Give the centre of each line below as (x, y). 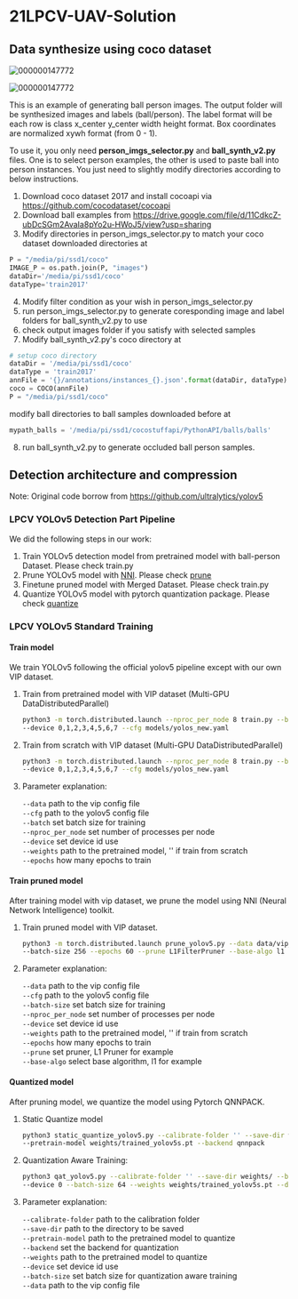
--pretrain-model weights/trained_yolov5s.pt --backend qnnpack (143, 1143)
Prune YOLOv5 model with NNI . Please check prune (117, 574)
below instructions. (44, 179)
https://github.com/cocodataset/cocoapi (96, 205)
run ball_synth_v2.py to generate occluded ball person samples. (138, 447)
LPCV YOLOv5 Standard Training (81, 626)
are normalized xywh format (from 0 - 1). (83, 133)
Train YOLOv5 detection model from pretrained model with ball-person (151, 556)
